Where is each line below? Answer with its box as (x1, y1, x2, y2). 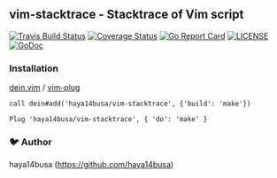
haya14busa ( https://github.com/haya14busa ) (9, 159, 174, 170)
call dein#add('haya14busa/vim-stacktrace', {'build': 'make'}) (9, 99, 251, 109)
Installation (9, 62, 59, 74)
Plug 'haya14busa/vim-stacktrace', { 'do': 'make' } (9, 115, 208, 124)
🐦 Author (9, 136, 52, 149)
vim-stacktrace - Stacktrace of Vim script (9, 7, 244, 22)
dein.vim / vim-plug (9, 82, 81, 93)
